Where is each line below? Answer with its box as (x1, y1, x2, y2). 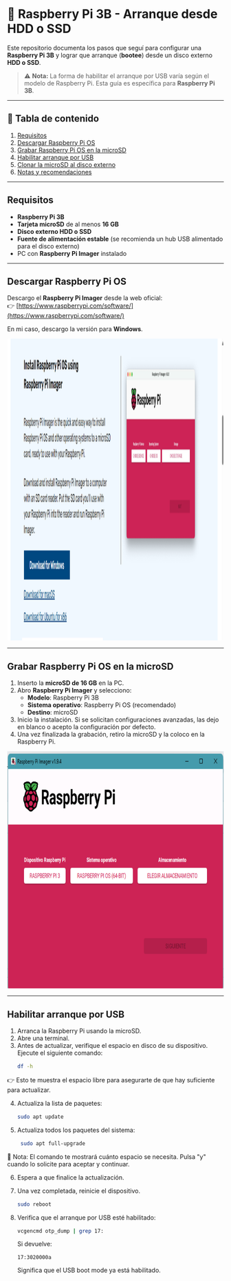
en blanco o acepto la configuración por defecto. (16, 723, 156, 731)
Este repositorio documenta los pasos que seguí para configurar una (7, 43, 201, 52)
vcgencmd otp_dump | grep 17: (16, 1227, 104, 1234)
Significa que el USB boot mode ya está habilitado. (16, 1266, 162, 1275)
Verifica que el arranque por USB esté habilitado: (16, 1213, 156, 1222)
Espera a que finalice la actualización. (16, 1173, 124, 1182)
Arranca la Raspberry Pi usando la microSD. (16, 1027, 142, 1035)
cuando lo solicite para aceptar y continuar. (7, 1160, 130, 1168)
